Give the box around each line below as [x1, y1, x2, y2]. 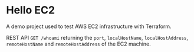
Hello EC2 [6, 4, 55, 17]
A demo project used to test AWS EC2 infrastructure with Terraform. [6, 23, 172, 30]
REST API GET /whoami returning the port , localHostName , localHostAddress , [6, 34, 189, 41]
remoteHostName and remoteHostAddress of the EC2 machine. [6, 40, 152, 47]
